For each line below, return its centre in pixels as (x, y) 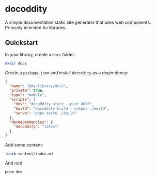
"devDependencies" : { (31, 122)
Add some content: (24, 145)
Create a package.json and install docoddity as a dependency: (67, 73)
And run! (14, 163)
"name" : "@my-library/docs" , (39, 86)
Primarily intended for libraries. (36, 27)
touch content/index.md (29, 154)
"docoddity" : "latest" (37, 127)
